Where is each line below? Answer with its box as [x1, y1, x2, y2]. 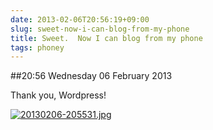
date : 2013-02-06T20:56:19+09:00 [10, 14, 150, 25]
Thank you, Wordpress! [10, 89, 107, 101]
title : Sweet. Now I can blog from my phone [10, 33, 203, 43]
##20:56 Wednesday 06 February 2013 [10, 70, 173, 82]
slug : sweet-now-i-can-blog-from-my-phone [10, 24, 190, 34]
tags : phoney [10, 42, 65, 53]
